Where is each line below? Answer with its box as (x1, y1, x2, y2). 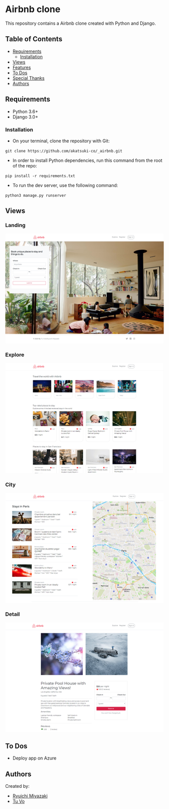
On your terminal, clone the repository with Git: (12, 138, 110, 144)
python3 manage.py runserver (5, 193, 66, 198)
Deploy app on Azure (12, 755, 57, 761)
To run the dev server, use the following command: (12, 182, 118, 188)
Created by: (5, 783, 30, 789)
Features (12, 64, 31, 70)
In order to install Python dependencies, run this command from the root (12, 157, 162, 163)
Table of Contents (5, 35, 63, 43)
